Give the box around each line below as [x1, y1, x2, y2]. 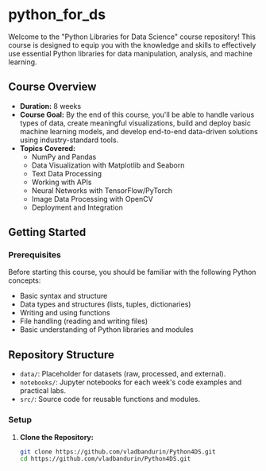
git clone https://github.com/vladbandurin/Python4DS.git [19, 447, 216, 456]
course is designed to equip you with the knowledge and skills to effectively [8, 40, 256, 49]
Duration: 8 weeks [19, 101, 82, 110]
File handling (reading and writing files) [19, 316, 148, 326]
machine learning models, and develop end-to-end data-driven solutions [19, 126, 258, 136]
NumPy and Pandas [31, 152, 97, 161]
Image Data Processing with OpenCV [31, 194, 153, 203]
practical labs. [19, 386, 67, 396]
